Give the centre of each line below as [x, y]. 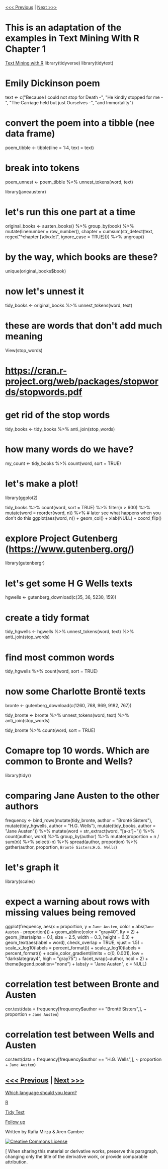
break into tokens [42, 168]
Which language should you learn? [41, 1092]
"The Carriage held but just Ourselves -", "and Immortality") [71, 102]
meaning [24, 336]
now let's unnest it [45, 291]
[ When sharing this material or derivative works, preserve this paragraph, [82, 1151]
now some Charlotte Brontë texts [75, 692]
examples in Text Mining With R [72, 39]
